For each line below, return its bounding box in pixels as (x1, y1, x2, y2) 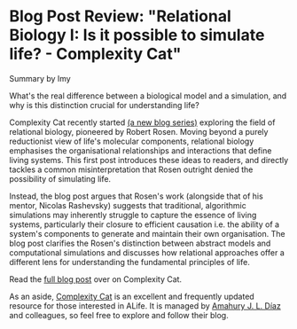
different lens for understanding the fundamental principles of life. (9, 256, 250, 267)
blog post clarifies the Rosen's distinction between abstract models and (9, 238, 271, 248)
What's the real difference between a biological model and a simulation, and (9, 90, 287, 101)
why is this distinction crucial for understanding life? (9, 99, 199, 110)
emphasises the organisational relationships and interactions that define (9, 145, 272, 156)
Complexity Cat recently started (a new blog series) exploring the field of (9, 117, 276, 128)
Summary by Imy (9, 73, 71, 83)
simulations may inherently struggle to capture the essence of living (9, 209, 257, 220)
